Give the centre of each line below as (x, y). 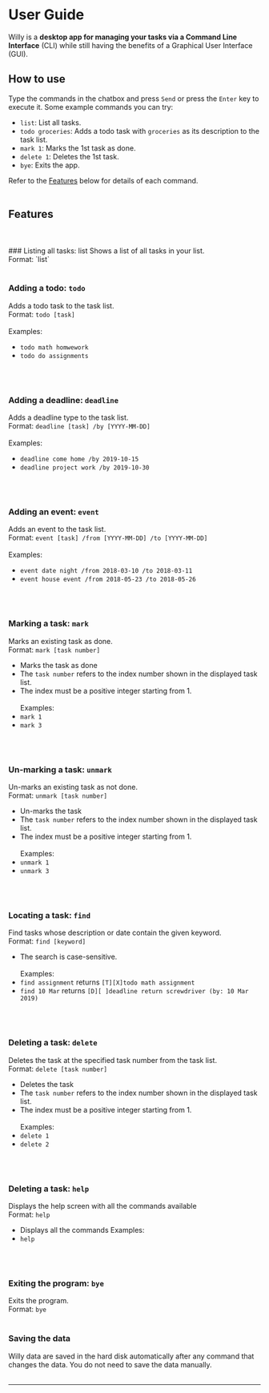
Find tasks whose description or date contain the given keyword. (115, 933)
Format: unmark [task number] (58, 795)
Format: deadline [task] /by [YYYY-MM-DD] (79, 426)
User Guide (46, 15)
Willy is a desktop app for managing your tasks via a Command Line (123, 37)
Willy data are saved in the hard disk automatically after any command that (131, 1356)
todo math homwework (54, 347)
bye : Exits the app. (50, 165)
